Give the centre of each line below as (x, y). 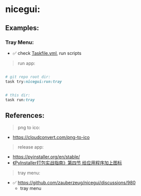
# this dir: (18, 95)
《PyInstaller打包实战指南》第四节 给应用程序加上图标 (67, 163)
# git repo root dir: (28, 77)
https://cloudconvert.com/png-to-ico (51, 138)
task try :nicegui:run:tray (34, 82)
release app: (31, 147)
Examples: (22, 28)
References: (25, 115)
